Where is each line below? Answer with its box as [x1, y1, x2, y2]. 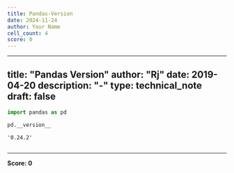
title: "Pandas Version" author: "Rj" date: [7, 68, 190, 80]
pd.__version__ [7, 121, 52, 128]
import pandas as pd [7, 109, 68, 116]
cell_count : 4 [7, 29, 49, 37]
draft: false [7, 90, 56, 102]
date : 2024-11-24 [7, 17, 58, 24]
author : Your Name [7, 23, 61, 30]
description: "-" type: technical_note [38, 80, 203, 91]
